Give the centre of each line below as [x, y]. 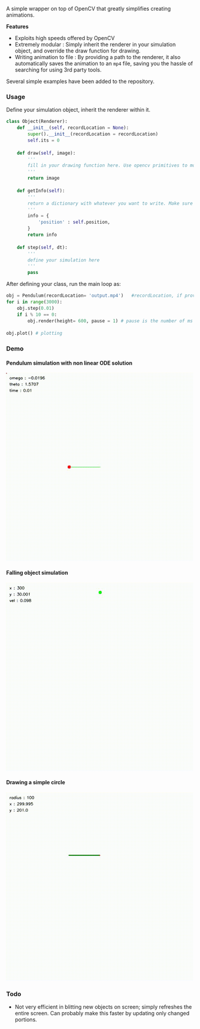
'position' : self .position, [74, 222]
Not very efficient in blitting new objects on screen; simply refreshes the [103, 1007]
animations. [20, 15]
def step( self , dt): [42, 247]
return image [44, 178]
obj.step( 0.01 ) [36, 308]
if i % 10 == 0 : [37, 315]
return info [43, 235]
